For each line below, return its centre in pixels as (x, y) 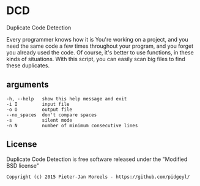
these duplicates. (28, 65)
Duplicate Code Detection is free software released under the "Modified (97, 159)
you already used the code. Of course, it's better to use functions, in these (100, 52)
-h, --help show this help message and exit (67, 99)
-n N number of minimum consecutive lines (72, 125)
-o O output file (39, 110)
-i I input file (38, 104)
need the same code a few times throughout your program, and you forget (100, 46)
